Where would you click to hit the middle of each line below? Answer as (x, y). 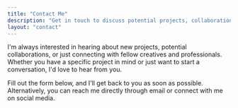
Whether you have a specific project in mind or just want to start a (104, 62)
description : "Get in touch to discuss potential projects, (98, 20)
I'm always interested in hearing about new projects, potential (97, 47)
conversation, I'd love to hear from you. (65, 70)
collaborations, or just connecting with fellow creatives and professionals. (115, 54)
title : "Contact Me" (38, 14)
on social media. (31, 98)
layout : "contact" (34, 27)
